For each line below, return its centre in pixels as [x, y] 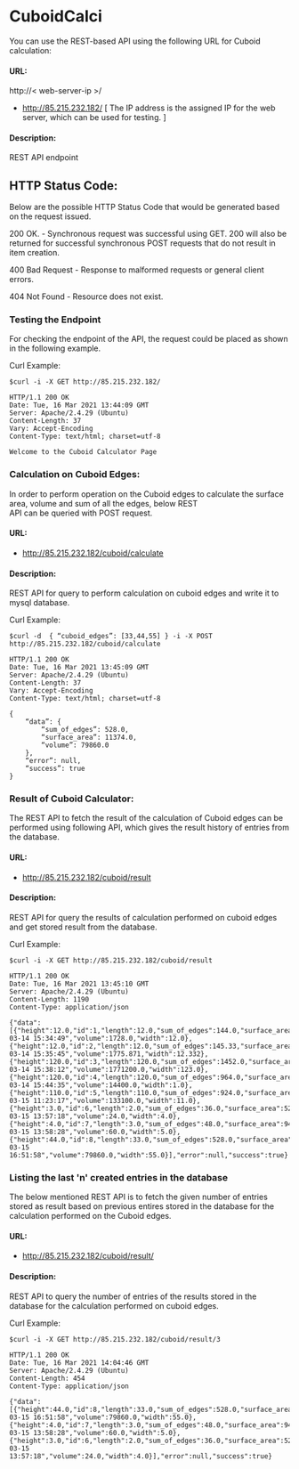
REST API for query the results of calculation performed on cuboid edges [143, 917]
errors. [21, 280]
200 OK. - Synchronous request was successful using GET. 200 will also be [148, 234]
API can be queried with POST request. [81, 513]
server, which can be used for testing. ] [94, 118]
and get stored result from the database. [83, 927]
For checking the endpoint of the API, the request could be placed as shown [149, 339]
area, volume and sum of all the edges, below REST [104, 503]
